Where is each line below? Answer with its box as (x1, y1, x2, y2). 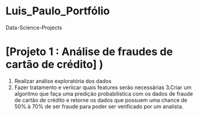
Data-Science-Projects (5, 24, 62, 31)
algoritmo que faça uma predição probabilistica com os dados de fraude (14, 90, 193, 97)
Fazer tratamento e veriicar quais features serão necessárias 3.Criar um (14, 84, 192, 91)
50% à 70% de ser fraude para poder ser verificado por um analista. (14, 103, 184, 110)
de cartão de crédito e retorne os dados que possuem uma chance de (14, 96, 188, 103)
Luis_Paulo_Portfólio (5, 4, 110, 18)
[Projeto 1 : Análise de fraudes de (5, 45, 173, 59)
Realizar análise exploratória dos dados (14, 77, 112, 84)
